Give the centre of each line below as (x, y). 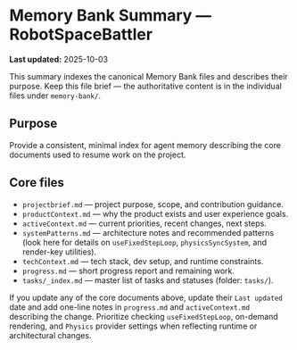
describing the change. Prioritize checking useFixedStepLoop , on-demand (144, 316)
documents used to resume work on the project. (98, 154)
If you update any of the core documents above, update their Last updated (146, 297)
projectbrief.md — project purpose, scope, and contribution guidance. (153, 204)
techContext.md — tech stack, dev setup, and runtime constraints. (143, 261)
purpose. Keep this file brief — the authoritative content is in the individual (146, 86)
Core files (37, 183)
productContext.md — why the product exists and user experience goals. (155, 213)
